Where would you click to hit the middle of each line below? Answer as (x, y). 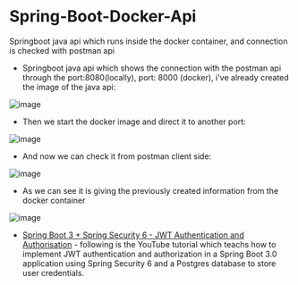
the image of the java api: (69, 87)
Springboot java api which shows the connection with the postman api (152, 68)
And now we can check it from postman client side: (117, 156)
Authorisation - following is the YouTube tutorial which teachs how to (149, 244)
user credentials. (53, 272)
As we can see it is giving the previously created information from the (150, 190)
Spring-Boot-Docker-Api (103, 17)
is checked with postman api (62, 50)
